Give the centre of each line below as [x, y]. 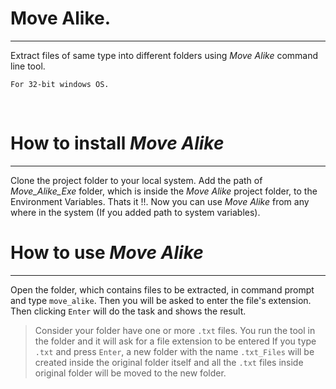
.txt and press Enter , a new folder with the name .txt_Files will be [174, 351]
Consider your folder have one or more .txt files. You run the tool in [175, 330]
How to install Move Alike [117, 143]
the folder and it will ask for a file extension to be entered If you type [175, 341]
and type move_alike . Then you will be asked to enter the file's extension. [161, 300]
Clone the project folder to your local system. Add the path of [136, 180]
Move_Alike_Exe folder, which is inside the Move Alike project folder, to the [164, 191]
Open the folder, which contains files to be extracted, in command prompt [162, 289]
